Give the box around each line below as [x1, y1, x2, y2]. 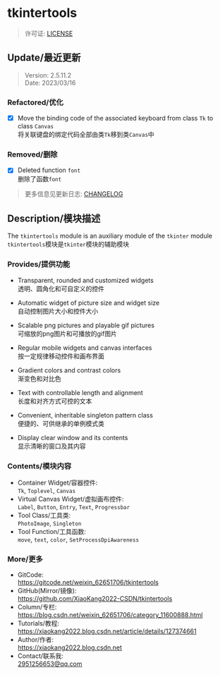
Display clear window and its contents [17, 433, 128, 442]
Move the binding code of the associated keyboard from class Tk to [17, 114, 214, 123]
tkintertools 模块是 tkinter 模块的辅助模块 [7, 240, 130, 248]
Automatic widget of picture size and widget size [17, 298, 160, 307]
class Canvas [17, 122, 54, 130]
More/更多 [7, 554, 44, 564]
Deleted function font [17, 166, 81, 174]
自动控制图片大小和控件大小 [17, 307, 99, 315]
